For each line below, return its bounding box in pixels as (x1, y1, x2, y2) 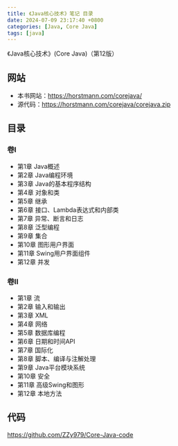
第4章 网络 (17, 320, 48, 329)
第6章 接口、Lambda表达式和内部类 (17, 206, 119, 214)
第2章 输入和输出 (17, 303, 66, 311)
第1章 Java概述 (17, 162, 60, 170)
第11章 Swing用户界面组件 (17, 249, 91, 257)
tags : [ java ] (7, 29, 45, 37)
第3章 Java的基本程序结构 (17, 179, 91, 188)
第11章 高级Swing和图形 (17, 381, 84, 389)
